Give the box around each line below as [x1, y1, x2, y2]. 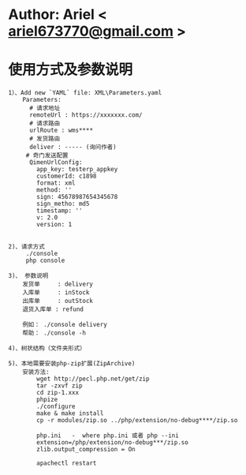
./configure [36, 402, 76, 411]
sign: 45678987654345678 [36, 193, 118, 201]
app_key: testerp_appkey [36, 166, 118, 174]
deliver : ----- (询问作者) [28, 144, 117, 151]
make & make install [36, 410, 104, 417]
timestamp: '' [36, 207, 83, 215]
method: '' [36, 186, 73, 194]
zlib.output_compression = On [36, 446, 136, 454]
